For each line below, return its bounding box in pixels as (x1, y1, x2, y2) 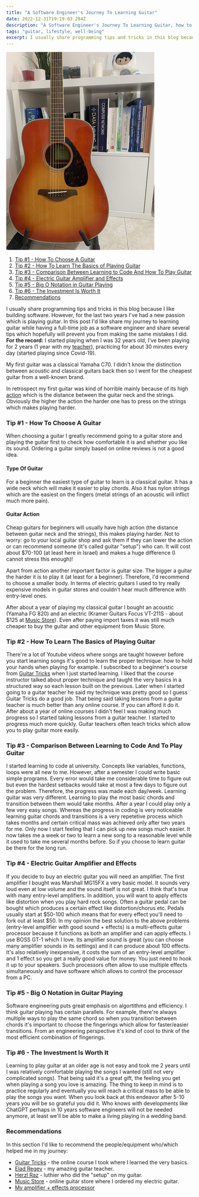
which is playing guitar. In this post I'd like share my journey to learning (6, 318, 179, 325)
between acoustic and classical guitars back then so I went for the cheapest (6, 367, 192, 374)
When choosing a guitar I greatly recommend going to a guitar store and (6, 432, 182, 440)
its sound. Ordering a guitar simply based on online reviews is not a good (6, 445, 185, 452)
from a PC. (6, 974, 33, 981)
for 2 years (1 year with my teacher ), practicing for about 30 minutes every (6, 343, 188, 350)
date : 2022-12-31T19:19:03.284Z (6, 15, 86, 22)
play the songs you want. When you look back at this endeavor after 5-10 (6, 1094, 185, 1101)
